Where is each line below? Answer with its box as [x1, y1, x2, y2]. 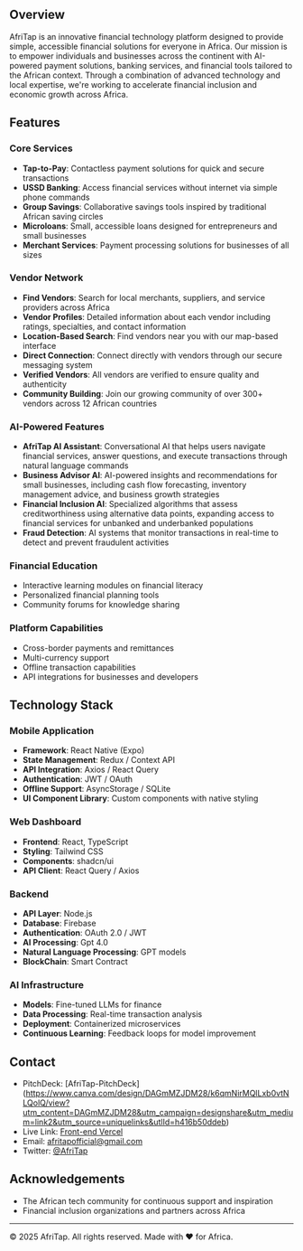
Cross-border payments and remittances [22, 642, 174, 654]
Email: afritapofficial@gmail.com [22, 1136, 142, 1147]
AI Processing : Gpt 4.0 [22, 936, 108, 947]
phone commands [22, 192, 90, 202]
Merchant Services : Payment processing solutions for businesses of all [22, 240, 289, 250]
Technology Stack [9, 698, 114, 713]
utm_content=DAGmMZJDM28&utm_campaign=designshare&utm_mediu [22, 1107, 294, 1118]
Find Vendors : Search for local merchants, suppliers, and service [22, 292, 266, 303]
